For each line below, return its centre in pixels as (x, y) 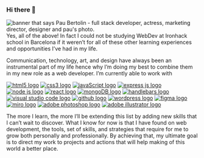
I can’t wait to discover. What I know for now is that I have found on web (97, 123)
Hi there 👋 (21, 10)
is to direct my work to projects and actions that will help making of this (96, 142)
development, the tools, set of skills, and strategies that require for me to (97, 129)
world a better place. (32, 149)
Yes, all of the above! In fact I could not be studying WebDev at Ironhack (97, 36)
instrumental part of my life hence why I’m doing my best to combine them (100, 67)
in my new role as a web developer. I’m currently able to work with (89, 74)
